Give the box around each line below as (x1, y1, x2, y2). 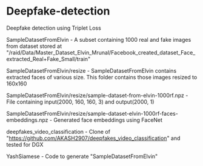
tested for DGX (6, 141, 44, 148)
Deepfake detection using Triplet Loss (6, 24, 101, 32)
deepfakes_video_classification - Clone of (6, 128, 111, 135)
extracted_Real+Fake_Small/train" (6, 55, 91, 62)
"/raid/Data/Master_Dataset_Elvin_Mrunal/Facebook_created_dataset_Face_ (6, 48, 196, 56)
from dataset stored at (6, 42, 62, 50)
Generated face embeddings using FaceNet (53, 116, 162, 124)
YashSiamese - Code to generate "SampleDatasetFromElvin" (6, 153, 158, 160)
